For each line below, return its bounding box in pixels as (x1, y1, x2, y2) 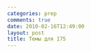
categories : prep (7, 10, 57, 17)
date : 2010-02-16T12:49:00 (7, 23, 85, 30)
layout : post (7, 29, 45, 36)
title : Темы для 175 (7, 36, 67, 43)
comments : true (7, 17, 51, 23)
